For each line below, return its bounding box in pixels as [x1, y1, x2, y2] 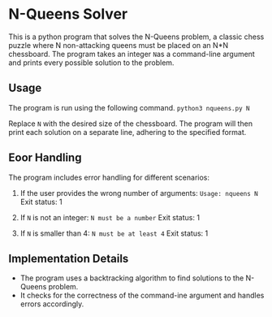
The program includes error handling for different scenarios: [8, 172, 209, 182]
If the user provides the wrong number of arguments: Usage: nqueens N [19, 188, 258, 198]
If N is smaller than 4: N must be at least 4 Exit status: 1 [19, 228, 209, 238]
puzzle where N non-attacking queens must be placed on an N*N [8, 40, 229, 50]
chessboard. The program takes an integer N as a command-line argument [8, 49, 256, 59]
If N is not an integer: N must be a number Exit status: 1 [19, 212, 201, 222]
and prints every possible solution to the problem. [8, 58, 175, 67]
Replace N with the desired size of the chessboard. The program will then [8, 119, 253, 128]
